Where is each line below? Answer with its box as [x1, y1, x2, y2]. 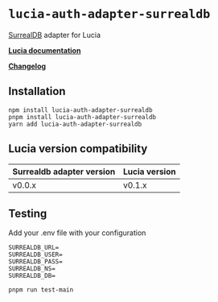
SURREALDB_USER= [8, 250, 63, 259]
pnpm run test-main [8, 286, 74, 294]
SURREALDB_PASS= [8, 258, 63, 266]
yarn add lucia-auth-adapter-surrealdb [8, 120, 142, 128]
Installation [8, 85, 66, 98]
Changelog [8, 61, 47, 71]
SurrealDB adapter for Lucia [8, 30, 101, 39]
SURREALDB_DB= [8, 272, 56, 280]
